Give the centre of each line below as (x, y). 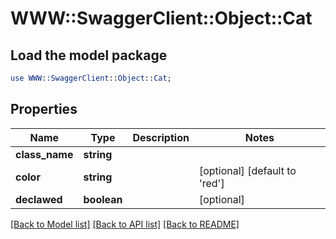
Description (161, 137)
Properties (44, 109)
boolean (103, 199)
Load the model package (89, 55)
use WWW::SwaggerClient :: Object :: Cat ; (91, 78)
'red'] (211, 183)
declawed (39, 199)
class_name (44, 154)
